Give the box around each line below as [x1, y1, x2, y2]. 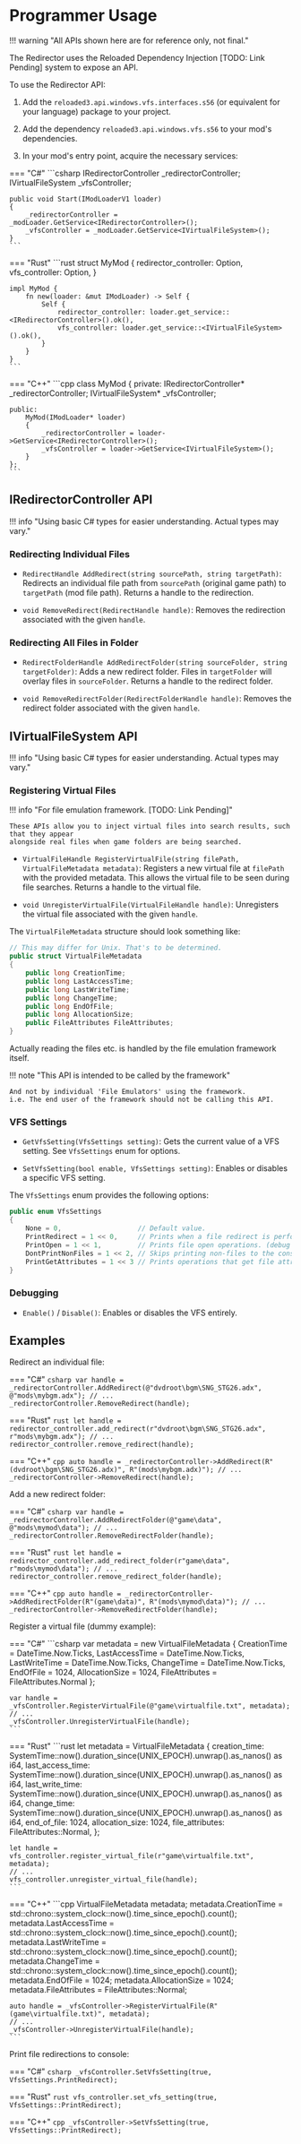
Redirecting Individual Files [9, 547, 130, 560]
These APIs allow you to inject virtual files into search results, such [9, 822, 291, 831]
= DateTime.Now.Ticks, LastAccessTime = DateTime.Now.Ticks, [9, 1648, 245, 1658]
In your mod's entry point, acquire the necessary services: [21, 150, 239, 161]
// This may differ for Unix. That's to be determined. [9, 943, 222, 952]
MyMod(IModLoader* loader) [25, 413, 126, 422]
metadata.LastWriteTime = [9, 1937, 107, 1948]
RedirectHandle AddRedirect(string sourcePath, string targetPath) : [21, 568, 282, 579]
